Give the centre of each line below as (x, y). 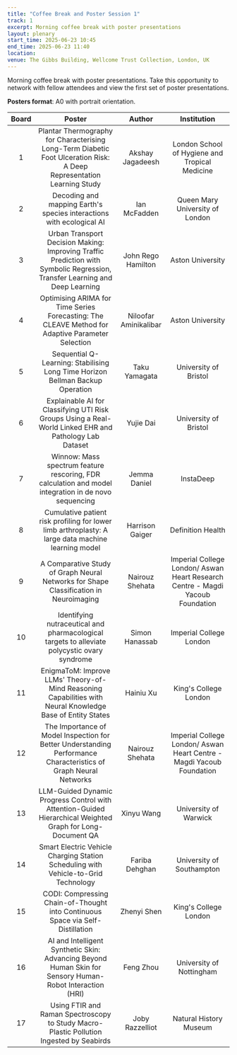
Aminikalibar (141, 324)
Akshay (141, 153)
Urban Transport (76, 233)
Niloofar (141, 316)
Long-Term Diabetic (76, 148)
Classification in (75, 590)
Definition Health (197, 530)
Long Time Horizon (75, 371)
